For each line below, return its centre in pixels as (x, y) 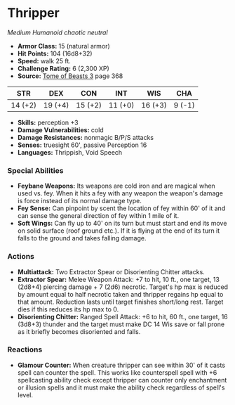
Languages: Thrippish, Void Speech (70, 152)
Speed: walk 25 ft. (44, 60)
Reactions (25, 349)
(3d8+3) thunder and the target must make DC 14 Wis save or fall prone (121, 324)
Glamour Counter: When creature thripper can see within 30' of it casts (121, 365)
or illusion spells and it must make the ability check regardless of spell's (121, 387)
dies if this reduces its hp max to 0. (68, 309)
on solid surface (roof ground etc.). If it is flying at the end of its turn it (119, 231)
